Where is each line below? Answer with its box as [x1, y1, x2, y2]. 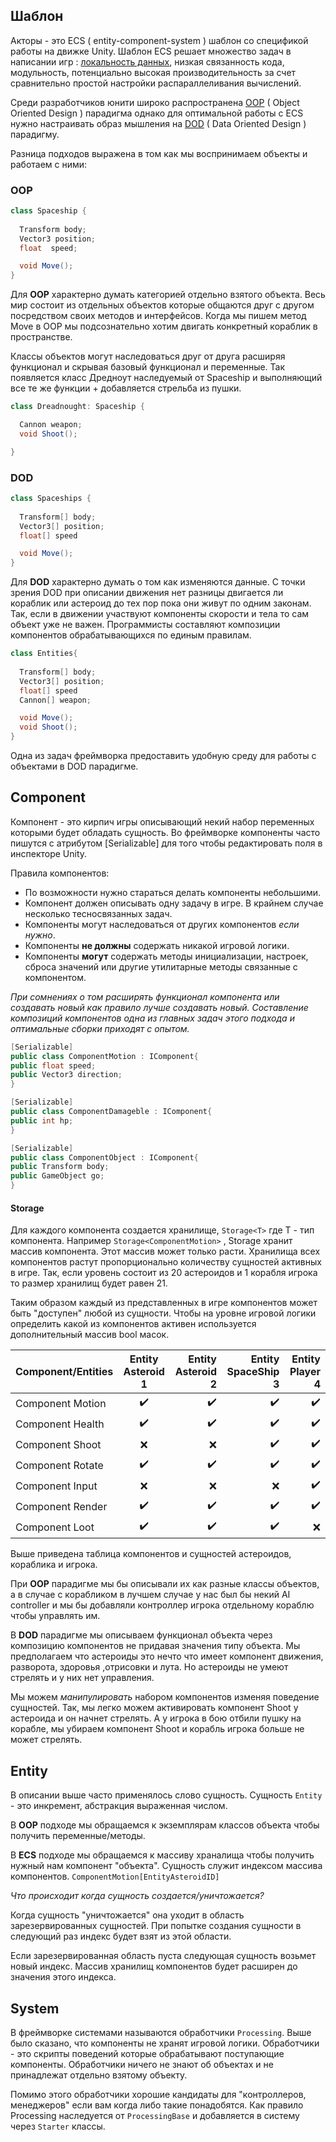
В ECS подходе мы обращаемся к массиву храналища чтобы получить [10, 1849, 315, 1861]
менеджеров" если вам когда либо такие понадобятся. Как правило [10, 2099, 304, 2111]
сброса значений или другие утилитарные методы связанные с [24, 960, 298, 973]
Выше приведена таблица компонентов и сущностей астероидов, [10, 1548, 292, 1560]
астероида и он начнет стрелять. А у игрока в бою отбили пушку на [10, 1712, 302, 1724]
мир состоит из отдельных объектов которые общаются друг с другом [10, 299, 315, 311]
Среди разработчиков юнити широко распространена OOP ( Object [10, 96, 300, 108]
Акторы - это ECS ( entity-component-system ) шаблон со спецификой [10, 34, 309, 46]
